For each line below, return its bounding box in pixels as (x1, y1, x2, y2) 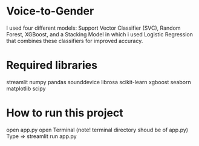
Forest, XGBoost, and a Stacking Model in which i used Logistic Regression (6, 30, 194, 38)
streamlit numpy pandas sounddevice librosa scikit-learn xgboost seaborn (6, 78, 192, 85)
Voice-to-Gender (6, 4, 94, 18)
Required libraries (6, 59, 98, 72)
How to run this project (6, 106, 124, 120)
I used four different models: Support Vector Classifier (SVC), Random (6, 24, 181, 32)
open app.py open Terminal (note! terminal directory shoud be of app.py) (6, 126, 189, 133)
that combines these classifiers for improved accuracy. (6, 37, 143, 44)
